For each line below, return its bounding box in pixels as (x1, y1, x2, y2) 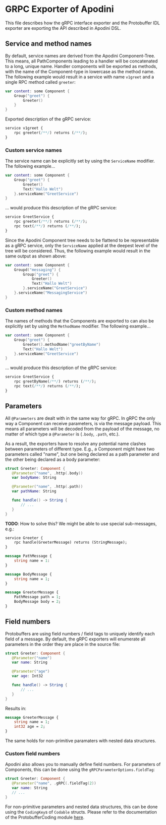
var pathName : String (11, 489, 56, 494)
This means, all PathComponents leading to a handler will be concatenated (5, 58, 158, 64)
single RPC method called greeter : (5, 79, 76, 85)
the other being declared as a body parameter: (5, 456, 101, 462)
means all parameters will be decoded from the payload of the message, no (5, 426, 160, 432)
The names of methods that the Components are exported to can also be (5, 318, 154, 324)
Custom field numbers (5, 750, 60, 757)
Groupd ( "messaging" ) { (14, 267, 61, 272)
